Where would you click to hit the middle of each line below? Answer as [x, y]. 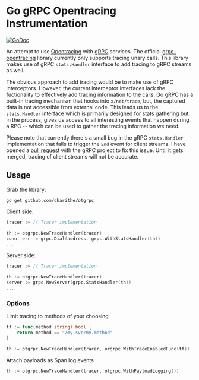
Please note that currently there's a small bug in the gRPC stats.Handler [95, 137]
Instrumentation [47, 23]
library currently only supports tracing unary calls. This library [113, 58]
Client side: [20, 211]
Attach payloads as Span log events [50, 360]
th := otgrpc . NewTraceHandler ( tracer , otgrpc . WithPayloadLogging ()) [93, 371]
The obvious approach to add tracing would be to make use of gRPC [90, 82]
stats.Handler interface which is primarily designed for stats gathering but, [98, 113]
